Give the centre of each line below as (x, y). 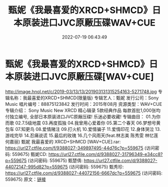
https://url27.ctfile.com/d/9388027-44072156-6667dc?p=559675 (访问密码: (84, 173)
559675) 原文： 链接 (26, 179)
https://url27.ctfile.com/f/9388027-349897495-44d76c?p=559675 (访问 (80, 148)
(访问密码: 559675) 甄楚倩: (55, 160)
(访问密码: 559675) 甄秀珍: (96, 166)
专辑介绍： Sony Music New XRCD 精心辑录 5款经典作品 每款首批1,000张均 (83, 110)
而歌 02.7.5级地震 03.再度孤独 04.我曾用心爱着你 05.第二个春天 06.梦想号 (81, 123)
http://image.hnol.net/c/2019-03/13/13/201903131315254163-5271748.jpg (81, 91)
